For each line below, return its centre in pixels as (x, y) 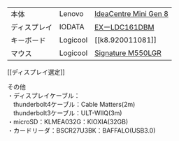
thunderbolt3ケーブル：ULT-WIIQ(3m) (67, 113)
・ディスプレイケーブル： (44, 96)
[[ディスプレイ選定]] (36, 72)
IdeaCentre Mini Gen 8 (131, 14)
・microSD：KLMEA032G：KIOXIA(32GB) (68, 122)
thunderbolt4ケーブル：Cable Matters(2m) (74, 104)
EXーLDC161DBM (124, 27)
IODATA (72, 27)
